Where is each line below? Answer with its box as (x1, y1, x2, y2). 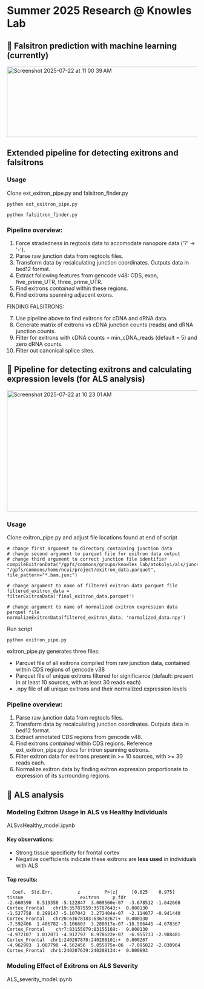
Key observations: (7, 835, 54, 843)
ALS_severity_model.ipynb (7, 975, 73, 983)
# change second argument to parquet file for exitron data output (7, 551, 181, 557)
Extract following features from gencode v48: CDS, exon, (15, 271, 159, 279)
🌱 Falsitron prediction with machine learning (7, 41, 177, 51)
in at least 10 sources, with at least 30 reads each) (15, 679, 141, 686)
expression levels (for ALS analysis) (7, 374, 145, 384)
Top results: (7, 876, 38, 883)
